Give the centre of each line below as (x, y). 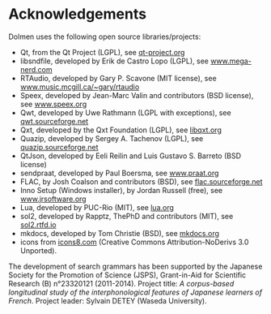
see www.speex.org (53, 104)
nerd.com (36, 69)
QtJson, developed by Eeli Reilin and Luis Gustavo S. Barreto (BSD (130, 156)
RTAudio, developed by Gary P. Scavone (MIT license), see (118, 78)
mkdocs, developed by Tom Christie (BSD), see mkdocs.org (120, 233)
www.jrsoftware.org (53, 199)
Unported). (38, 250)
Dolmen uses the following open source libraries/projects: (105, 37)
